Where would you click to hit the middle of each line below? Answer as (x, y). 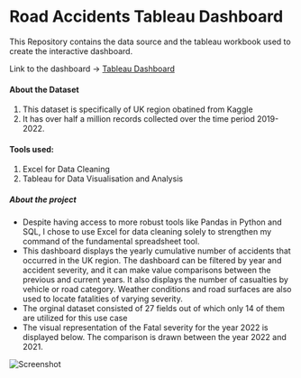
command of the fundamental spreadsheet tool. (111, 242)
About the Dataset (44, 89)
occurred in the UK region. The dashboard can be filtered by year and (152, 261)
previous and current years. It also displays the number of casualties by (155, 280)
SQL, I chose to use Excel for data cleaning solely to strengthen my (147, 232)
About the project (43, 199)
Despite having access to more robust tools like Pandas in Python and (152, 222)
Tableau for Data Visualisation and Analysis (102, 179)
